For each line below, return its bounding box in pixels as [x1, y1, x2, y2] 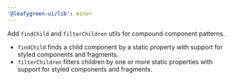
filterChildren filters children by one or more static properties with [17, 57, 213, 66]
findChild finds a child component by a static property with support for [17, 42, 224, 51]
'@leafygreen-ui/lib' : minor [7, 10, 92, 17]
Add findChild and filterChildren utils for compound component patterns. [7, 29, 225, 38]
